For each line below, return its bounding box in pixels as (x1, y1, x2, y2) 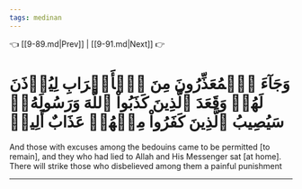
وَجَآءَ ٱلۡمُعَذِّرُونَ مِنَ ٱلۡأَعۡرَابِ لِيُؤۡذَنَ (9, 73, 290, 94)
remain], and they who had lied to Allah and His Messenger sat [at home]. (9, 150, 281, 162)
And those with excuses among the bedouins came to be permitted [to (9, 141, 271, 152)
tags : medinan (9, 13, 63, 22)
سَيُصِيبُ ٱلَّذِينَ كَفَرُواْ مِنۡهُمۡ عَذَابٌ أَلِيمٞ (9, 112, 285, 131)
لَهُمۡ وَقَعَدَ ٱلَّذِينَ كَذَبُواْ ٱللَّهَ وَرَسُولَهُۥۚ (9, 92, 263, 112)
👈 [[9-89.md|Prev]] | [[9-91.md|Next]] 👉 (9, 38, 165, 49)
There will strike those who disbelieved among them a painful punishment (9, 160, 283, 171)
